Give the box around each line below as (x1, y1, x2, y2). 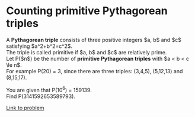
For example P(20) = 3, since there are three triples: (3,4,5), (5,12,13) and (6, 67, 183, 74)
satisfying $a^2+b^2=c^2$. (6, 43, 73, 50)
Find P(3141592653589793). (6, 93, 76, 100)
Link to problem (6, 104, 44, 111)
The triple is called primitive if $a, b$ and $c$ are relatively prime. (6, 48, 167, 56)
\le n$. (6, 61, 22, 69)
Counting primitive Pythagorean (6, 4, 168, 18)
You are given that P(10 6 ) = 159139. (6, 85, 92, 93)
